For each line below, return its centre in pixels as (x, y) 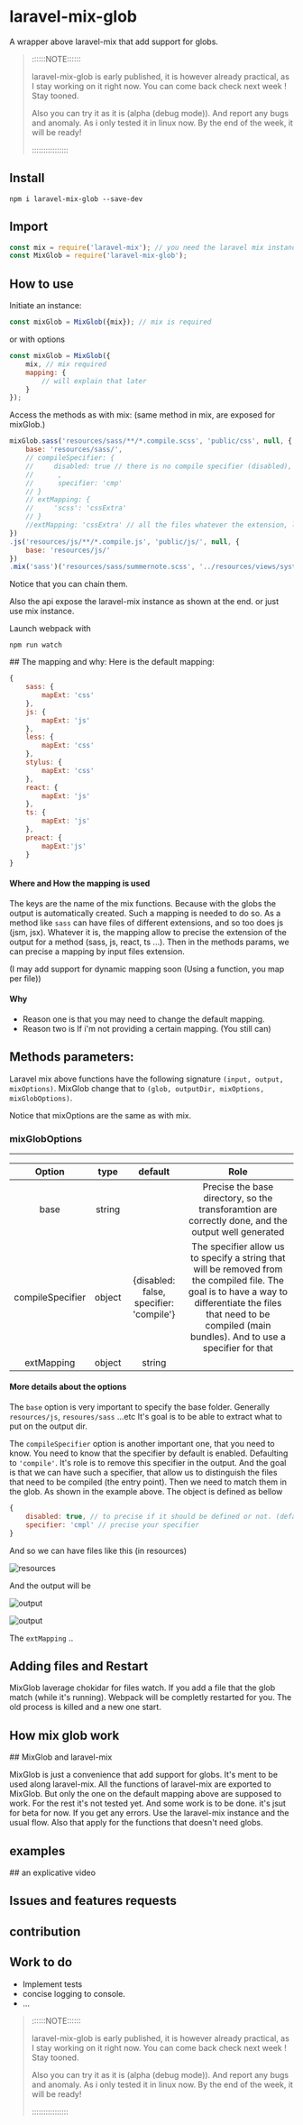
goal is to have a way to (238, 1292)
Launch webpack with (50, 629)
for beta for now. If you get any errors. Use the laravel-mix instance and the (149, 1813)
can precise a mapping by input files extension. (97, 951)
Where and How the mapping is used (80, 883)
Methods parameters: (72, 1057)
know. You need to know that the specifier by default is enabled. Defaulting (149, 1453)
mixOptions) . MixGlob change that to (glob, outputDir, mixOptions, (137, 1088)
